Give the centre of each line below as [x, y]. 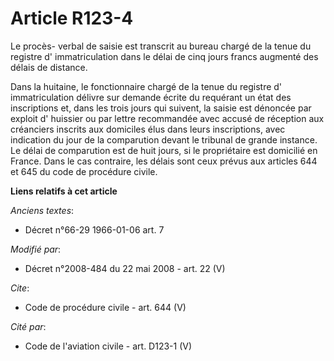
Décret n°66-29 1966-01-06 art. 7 [94, 229]
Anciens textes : [42, 210]
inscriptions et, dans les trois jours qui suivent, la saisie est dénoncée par [161, 108]
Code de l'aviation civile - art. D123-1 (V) [108, 346]
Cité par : [28, 326]
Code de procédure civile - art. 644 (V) [105, 307]
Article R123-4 [72, 18]
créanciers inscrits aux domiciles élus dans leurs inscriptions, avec [148, 129]
